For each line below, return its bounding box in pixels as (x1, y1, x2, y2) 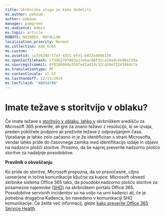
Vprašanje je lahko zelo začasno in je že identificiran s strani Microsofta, (5, 134, 152, 140)
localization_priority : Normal (5, 39, 69, 44)
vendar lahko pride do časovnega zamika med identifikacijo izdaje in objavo (5, 139, 159, 145)
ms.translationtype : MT (5, 67, 54, 72)
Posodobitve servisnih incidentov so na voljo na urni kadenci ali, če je (5, 189, 146, 195)
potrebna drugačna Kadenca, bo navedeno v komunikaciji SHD (5, 195, 133, 201)
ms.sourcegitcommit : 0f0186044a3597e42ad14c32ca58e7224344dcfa (5, 62, 138, 67)
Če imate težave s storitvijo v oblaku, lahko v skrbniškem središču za (5, 118, 145, 124)
